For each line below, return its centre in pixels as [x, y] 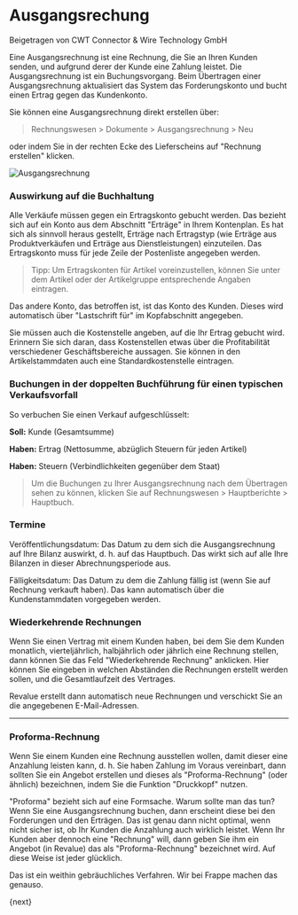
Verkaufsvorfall [43, 395]
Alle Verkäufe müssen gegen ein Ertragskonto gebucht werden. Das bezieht [148, 215]
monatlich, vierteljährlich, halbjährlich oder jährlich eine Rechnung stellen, [144, 651]
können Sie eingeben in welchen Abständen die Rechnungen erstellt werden [149, 669]
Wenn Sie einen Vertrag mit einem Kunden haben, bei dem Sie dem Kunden [147, 641]
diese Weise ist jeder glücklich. [66, 858]
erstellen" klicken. [42, 155]
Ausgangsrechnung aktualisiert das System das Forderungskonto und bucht [148, 85]
